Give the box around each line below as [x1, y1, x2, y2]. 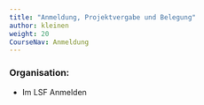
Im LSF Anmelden [21, 86, 87, 97]
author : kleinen [9, 21, 69, 30]
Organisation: [9, 67, 70, 79]
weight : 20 [9, 29, 50, 38]
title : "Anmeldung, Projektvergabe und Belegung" [9, 12, 197, 22]
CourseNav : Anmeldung [9, 37, 90, 47]
